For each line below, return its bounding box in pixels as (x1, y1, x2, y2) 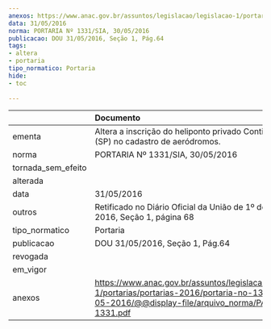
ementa (12, 131, 42, 142)
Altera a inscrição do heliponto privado (94, 126, 242, 137)
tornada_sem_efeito (12, 162, 87, 173)
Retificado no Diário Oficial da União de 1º (94, 202, 256, 213)
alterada (12, 175, 44, 186)
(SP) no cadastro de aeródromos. (94, 136, 221, 148)
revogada (12, 251, 48, 262)
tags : (8, 42, 27, 50)
